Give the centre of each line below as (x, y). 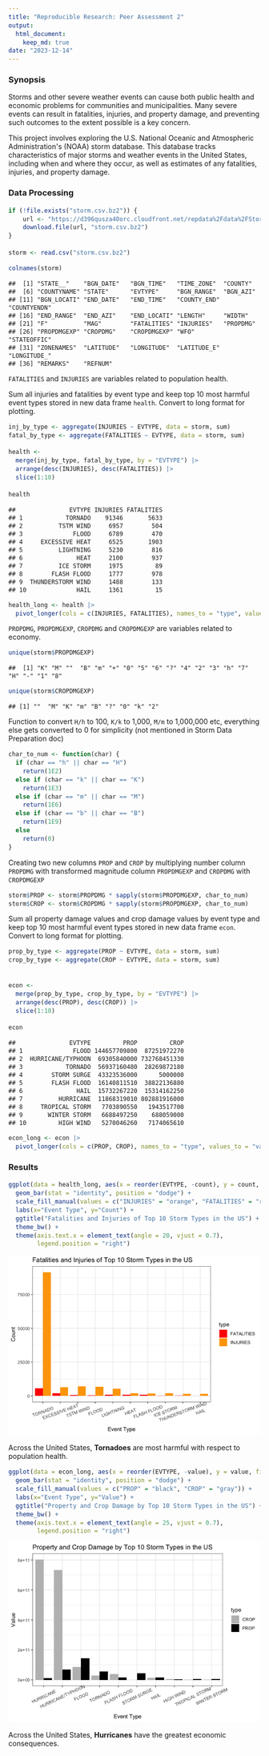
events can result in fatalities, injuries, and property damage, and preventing (134, 114)
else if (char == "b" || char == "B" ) (80, 814)
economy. (25, 637)
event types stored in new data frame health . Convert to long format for (127, 402)
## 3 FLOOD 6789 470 (85, 534)
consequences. (34, 1744)
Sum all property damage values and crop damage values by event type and (134, 919)
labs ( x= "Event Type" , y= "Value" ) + (75, 1497)
